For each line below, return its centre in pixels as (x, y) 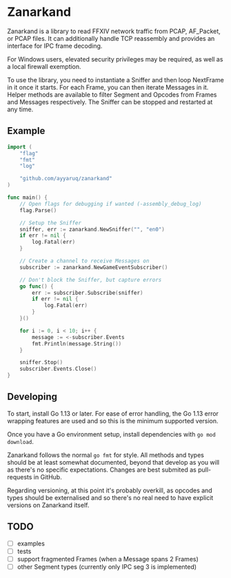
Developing (32, 397)
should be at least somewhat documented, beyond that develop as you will (113, 462)
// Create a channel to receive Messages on (84, 261)
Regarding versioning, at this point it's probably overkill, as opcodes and (110, 490)
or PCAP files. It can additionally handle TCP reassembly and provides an (111, 38)
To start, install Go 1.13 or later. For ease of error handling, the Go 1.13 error (113, 413)
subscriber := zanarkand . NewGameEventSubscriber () (94, 267)
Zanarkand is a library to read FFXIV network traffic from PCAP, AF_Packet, (114, 31)
